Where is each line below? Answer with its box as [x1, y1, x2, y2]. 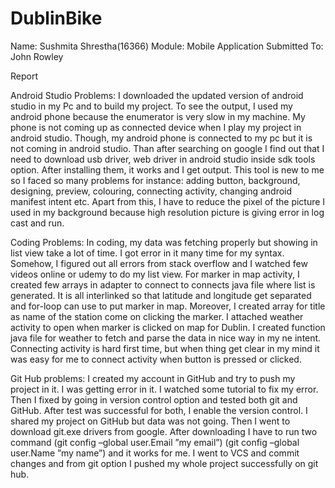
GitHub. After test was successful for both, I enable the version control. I [10, 404, 308, 416]
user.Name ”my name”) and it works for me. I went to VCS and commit [10, 447, 300, 459]
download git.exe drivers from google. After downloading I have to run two [10, 425, 318, 437]
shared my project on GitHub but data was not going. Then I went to [10, 415, 291, 427]
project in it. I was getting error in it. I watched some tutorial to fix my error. [10, 383, 319, 395]
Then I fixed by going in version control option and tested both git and [10, 393, 298, 406]
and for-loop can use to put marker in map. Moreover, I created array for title [10, 300, 326, 312]
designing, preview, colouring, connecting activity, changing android [10, 185, 293, 197]
